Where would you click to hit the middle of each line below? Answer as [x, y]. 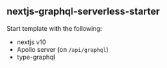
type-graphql [36, 57]
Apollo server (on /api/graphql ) [63, 49]
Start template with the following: [54, 28]
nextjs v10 [31, 42]
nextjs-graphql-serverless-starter [83, 12]
